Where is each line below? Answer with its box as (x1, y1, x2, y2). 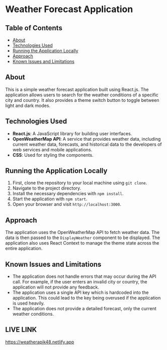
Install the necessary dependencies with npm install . (12, 191, 124, 197)
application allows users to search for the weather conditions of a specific (5, 92, 158, 98)
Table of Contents (5, 24, 63, 32)
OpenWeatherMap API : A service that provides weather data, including (12, 136, 161, 142)
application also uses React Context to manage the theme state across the (5, 240, 159, 246)
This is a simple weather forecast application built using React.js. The (5, 86, 149, 92)
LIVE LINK (5, 325, 37, 334)
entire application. (5, 246, 43, 252)
